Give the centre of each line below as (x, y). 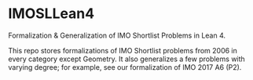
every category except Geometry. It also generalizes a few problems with (126, 59)
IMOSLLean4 (51, 14)
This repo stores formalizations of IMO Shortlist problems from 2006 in (123, 50)
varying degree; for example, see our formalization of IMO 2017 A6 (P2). (125, 67)
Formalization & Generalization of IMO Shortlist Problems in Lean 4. (117, 35)
